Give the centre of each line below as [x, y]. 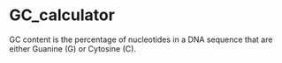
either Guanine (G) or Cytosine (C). [73, 48]
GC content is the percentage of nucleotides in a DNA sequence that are [141, 39]
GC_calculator [62, 15]
